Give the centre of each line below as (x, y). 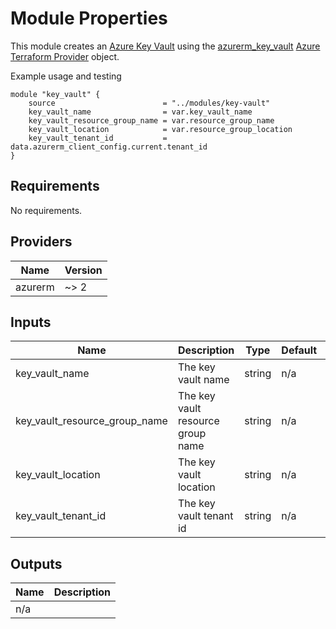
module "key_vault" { (55, 94)
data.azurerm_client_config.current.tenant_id (109, 147)
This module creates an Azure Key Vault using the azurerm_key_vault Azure (165, 46)
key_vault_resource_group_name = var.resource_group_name (151, 120)
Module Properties (89, 18)
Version (83, 270)
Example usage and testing (66, 76)
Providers (41, 242)
